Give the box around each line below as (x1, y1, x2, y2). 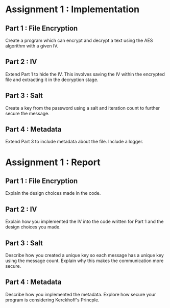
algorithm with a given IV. (5, 43, 59, 49)
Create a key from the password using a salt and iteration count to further (5, 105, 160, 111)
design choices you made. (5, 224, 61, 230)
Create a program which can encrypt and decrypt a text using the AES (5, 37, 153, 43)
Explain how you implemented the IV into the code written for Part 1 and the (5, 218, 164, 225)
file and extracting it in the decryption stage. (5, 76, 99, 83)
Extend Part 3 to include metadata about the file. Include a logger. (5, 139, 144, 145)
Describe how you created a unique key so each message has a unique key (5, 252, 164, 259)
